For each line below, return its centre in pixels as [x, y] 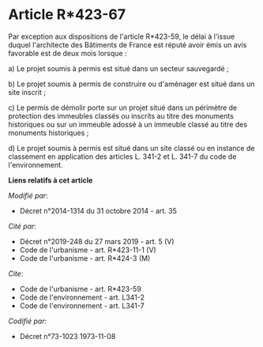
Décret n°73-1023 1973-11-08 [68, 336]
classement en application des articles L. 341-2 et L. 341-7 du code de [122, 157]
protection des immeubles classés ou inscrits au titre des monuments [121, 115]
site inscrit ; [27, 92]
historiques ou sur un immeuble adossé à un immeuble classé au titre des [128, 124]
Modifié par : [28, 195]
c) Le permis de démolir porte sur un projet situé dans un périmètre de [123, 107]
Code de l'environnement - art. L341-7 [82, 305]
